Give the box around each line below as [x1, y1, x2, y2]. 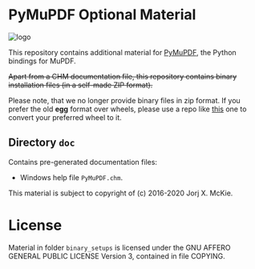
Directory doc [8, 136, 75, 150]
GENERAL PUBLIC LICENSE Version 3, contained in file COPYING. [8, 251, 226, 261]
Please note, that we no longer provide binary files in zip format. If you [8, 95, 241, 105]
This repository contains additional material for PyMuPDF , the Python [8, 47, 237, 57]
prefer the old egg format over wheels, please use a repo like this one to [8, 104, 247, 114]
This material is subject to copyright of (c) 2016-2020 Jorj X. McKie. [8, 188, 233, 198]
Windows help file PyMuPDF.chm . [19, 172, 123, 182]
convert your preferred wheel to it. [8, 112, 122, 122]
